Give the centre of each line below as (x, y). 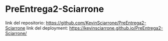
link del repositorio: (25, 23)
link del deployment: (47, 28)
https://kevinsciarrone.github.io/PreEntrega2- (116, 28)
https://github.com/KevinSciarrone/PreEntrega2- (96, 23)
